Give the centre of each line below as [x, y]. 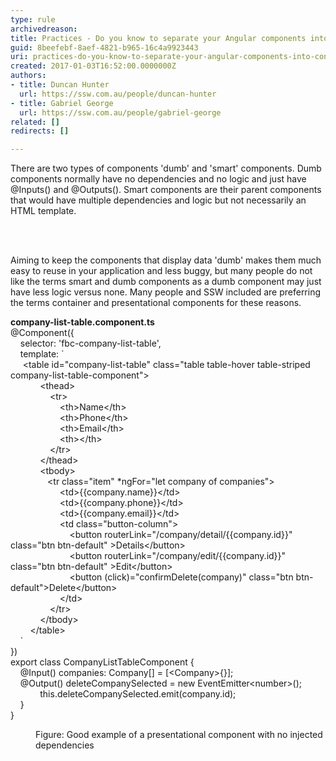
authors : [28, 76]
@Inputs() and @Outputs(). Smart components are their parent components [166, 190]
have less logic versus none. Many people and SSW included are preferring [166, 292]
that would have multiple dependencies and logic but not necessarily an [158, 200]
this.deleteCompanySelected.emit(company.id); [138, 694]
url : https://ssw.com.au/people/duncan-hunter [118, 94]
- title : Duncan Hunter [60, 85]
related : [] [35, 122]
